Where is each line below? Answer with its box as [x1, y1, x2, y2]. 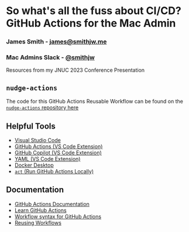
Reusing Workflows [14, 219, 61, 226]
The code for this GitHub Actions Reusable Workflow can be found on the [6, 98, 183, 105]
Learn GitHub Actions [14, 207, 67, 214]
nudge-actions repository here [6, 104, 79, 111]
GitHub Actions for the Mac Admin [6, 16, 176, 30]
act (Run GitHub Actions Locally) [14, 168, 94, 175]
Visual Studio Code [14, 137, 61, 144]
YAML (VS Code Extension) [14, 156, 81, 163]
